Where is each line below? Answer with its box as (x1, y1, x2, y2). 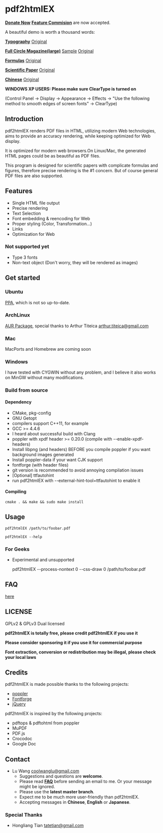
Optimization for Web (12, 231, 55, 237)
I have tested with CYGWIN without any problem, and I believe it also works (5, 369, 156, 375)
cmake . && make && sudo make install (5, 499, 84, 504)
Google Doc (12, 741, 36, 747)
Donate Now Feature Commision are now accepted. (5, 20, 111, 25)
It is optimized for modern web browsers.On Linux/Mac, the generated (5, 148, 146, 154)
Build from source (5, 387, 48, 394)
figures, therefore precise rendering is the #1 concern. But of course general (5, 167, 158, 173)
